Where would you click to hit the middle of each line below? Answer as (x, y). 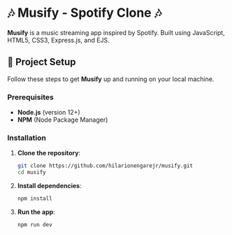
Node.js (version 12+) (49, 113)
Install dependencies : (49, 186)
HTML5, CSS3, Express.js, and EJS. (58, 40)
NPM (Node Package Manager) (63, 120)
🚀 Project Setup (42, 62)
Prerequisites (30, 97)
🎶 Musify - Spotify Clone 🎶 (85, 13)
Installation (27, 138)
